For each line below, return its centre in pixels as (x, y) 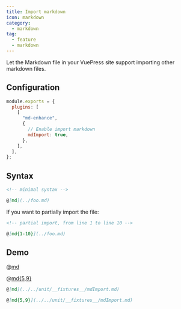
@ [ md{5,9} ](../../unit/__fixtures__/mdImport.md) (70, 301)
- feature (24, 40)
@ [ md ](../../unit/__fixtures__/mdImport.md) (63, 289)
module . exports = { (31, 101)
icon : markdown (25, 17)
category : (19, 23)
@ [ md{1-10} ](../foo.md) (36, 234)
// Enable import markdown (62, 130)
